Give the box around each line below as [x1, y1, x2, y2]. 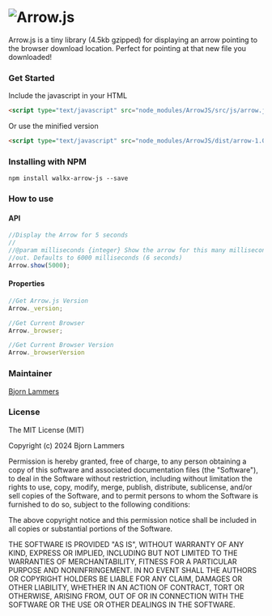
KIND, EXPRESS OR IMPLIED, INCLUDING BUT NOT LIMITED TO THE [8, 548, 238, 558]
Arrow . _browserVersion [8, 349, 85, 357]
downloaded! [8, 52, 53, 62]
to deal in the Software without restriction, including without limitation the [8, 473, 253, 483]
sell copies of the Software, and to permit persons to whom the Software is [8, 490, 259, 500]
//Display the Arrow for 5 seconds [8, 231, 129, 239]
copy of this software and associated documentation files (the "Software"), [8, 464, 259, 474]
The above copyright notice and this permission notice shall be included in [8, 515, 257, 524]
